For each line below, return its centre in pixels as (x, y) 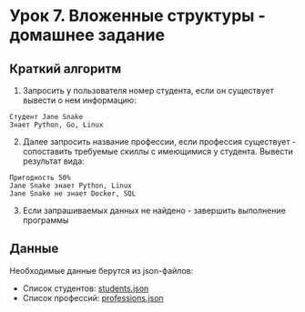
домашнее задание (87, 35)
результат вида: (53, 161)
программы (46, 220)
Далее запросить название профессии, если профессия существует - (159, 141)
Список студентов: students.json (86, 288)
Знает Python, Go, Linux (56, 125)
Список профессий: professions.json (93, 297)
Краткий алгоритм (65, 69)
